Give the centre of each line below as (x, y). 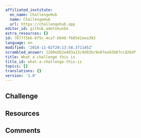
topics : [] (17, 66)
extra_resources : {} (27, 33)
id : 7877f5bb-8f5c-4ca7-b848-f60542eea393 (50, 38)
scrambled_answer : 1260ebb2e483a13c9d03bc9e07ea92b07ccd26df (71, 52)
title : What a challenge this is (40, 57)
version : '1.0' (21, 76)
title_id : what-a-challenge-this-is (44, 62)
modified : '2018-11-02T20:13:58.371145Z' (49, 48)
